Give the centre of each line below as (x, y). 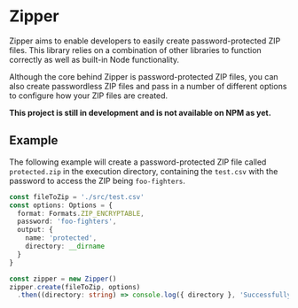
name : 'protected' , (61, 238)
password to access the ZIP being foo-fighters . (98, 181)
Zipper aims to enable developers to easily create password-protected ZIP (145, 41)
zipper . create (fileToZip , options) (75, 287)
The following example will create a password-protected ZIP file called (138, 162)
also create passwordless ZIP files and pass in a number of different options (148, 86)
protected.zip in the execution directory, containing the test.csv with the (144, 171)
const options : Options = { (61, 205)
